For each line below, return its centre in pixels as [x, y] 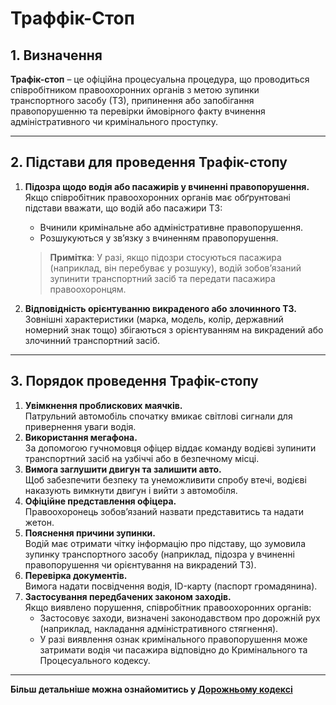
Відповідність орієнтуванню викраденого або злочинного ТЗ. [160, 308]
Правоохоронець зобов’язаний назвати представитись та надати [164, 511]
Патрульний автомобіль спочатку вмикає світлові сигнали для [158, 416]
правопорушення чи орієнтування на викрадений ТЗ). [140, 564]
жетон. [39, 522]
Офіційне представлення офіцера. [100, 501]
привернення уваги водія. [80, 426]
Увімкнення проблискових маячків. [103, 405]
